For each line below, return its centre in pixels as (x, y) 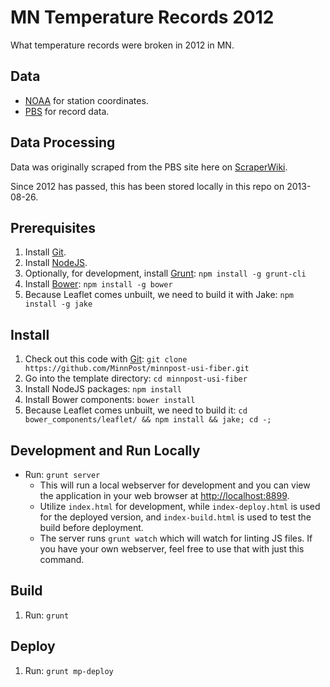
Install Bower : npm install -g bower (98, 284)
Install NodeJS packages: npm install (103, 389)
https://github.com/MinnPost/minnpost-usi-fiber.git (137, 369)
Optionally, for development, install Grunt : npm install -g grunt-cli (165, 273)
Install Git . (45, 252)
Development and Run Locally (105, 450)
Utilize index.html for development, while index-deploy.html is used (180, 506)
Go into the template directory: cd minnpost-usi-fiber (136, 378)
